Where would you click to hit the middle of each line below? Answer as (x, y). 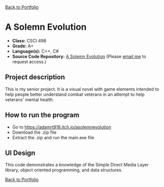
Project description (35, 77)
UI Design (20, 153)
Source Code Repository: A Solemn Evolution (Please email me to (79, 56)
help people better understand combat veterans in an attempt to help (75, 94)
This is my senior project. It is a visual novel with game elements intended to (82, 89)
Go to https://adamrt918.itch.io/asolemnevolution (62, 127)
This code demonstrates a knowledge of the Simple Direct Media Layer (77, 165)
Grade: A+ (23, 46)
